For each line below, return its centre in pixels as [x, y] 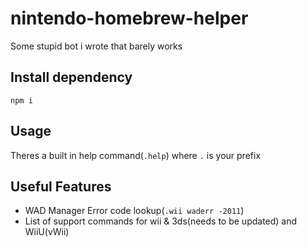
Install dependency [71, 77]
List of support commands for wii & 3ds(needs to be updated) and [161, 221]
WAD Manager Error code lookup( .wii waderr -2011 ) [134, 211]
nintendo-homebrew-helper [129, 18]
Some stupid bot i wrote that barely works [96, 46]
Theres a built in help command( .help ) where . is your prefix [136, 155]
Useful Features [61, 186]
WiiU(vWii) [47, 232]
